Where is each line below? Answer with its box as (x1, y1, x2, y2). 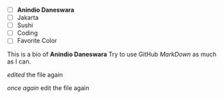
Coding (16, 29, 38, 37)
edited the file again (7, 71, 64, 79)
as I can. (7, 57, 31, 66)
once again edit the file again (7, 84, 90, 92)
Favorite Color (16, 37, 57, 45)
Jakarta (16, 14, 39, 22)
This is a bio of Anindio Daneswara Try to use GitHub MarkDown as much (7, 51, 217, 59)
